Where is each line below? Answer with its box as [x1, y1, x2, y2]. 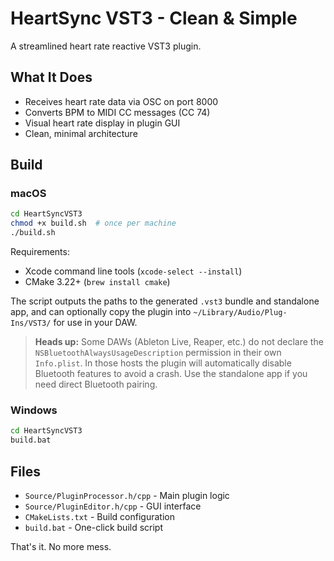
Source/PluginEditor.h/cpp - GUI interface [24, 500, 202, 512]
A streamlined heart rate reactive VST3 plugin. [10, 40, 202, 52]
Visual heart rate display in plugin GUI [24, 117, 181, 129]
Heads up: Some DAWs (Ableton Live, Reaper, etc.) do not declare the [34, 336, 324, 348]
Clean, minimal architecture [24, 127, 138, 139]
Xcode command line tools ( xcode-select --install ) [24, 265, 243, 277]
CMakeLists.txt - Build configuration [24, 510, 175, 522]
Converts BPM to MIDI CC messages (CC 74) [24, 106, 211, 118]
